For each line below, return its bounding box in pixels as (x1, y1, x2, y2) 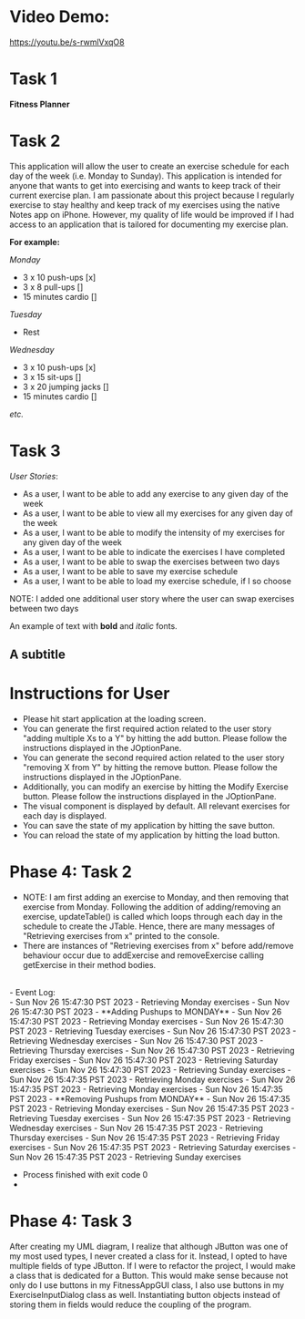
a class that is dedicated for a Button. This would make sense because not (9, 1270, 289, 1281)
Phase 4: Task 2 (9, 861, 132, 882)
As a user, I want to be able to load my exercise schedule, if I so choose (22, 575, 291, 586)
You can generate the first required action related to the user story (22, 723, 272, 735)
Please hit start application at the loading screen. (22, 714, 207, 725)
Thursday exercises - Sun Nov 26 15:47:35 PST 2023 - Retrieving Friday (9, 1132, 280, 1143)
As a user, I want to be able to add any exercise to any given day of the (22, 488, 289, 499)
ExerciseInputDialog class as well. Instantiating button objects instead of (9, 1289, 280, 1300)
